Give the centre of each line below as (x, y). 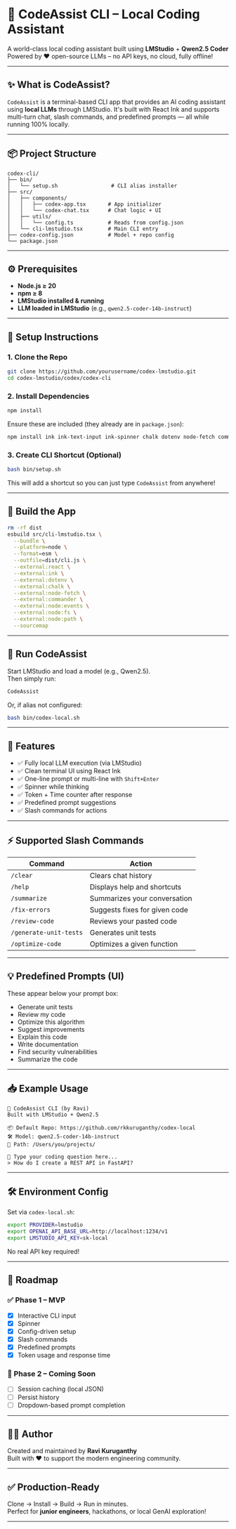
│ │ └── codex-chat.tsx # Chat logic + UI (84, 210)
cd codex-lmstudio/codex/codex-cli (59, 378)
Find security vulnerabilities (57, 1051)
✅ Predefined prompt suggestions (67, 803)
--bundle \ (29, 541)
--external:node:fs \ (45, 613)
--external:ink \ (39, 573)
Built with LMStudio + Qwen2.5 (53, 1115)
